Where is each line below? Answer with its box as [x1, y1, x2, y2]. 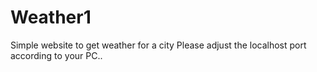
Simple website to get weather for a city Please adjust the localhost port [10, 39, 307, 51]
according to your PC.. [10, 49, 103, 61]
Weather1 [10, 6, 92, 29]
